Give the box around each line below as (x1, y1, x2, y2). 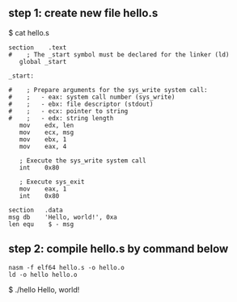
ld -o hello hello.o (8, 271, 78, 279)
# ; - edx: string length (8, 114, 114, 122)
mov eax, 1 (19, 185, 67, 193)
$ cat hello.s (8, 27, 50, 37)
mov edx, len (19, 121, 74, 129)
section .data (8, 206, 63, 214)
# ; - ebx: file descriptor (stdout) (8, 100, 154, 108)
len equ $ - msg (8, 220, 74, 229)
